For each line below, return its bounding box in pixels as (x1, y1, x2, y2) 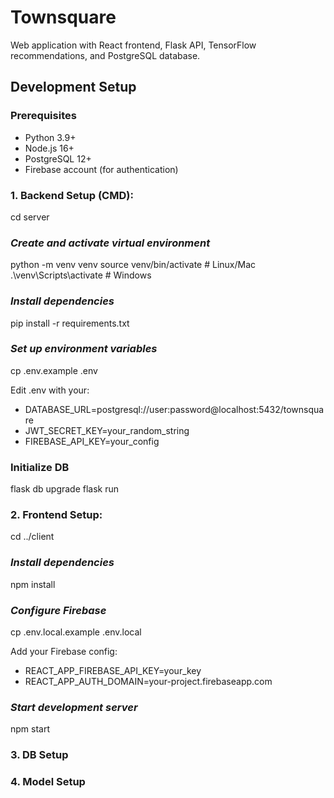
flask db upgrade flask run (10, 483, 120, 495)
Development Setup (10, 79, 137, 96)
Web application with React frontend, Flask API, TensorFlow (10, 39, 257, 51)
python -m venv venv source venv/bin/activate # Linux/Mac (10, 259, 257, 271)
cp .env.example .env (10, 364, 98, 376)
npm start (10, 723, 51, 735)
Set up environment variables (10, 342, 158, 356)
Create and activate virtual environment (10, 236, 211, 250)
